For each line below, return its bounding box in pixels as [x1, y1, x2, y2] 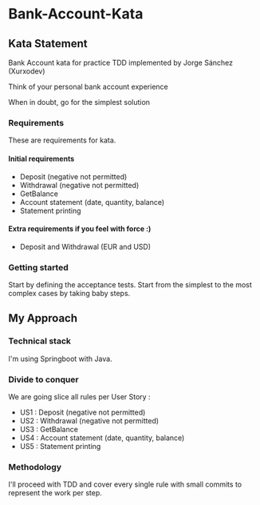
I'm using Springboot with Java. [8, 354, 113, 363]
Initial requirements [8, 154, 75, 163]
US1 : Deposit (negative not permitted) [19, 407, 146, 417]
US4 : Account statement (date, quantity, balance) [19, 433, 185, 443]
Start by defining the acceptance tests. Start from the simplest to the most [8, 280, 253, 289]
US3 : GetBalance [19, 424, 78, 434]
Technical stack [8, 335, 72, 347]
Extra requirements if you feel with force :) [8, 224, 152, 234]
